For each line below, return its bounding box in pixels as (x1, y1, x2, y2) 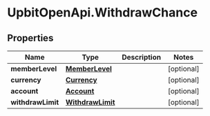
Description (122, 53, 161, 62)
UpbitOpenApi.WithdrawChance (7, 5, 198, 21)
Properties (7, 32, 54, 44)
